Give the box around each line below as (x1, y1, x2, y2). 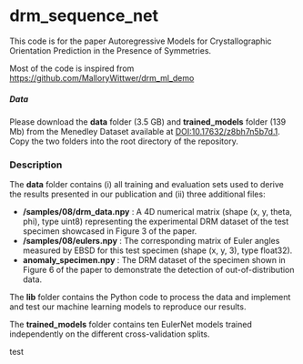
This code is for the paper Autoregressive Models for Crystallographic (9, 35, 272, 46)
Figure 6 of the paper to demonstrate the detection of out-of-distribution (22, 265, 295, 276)
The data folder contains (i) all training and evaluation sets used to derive (9, 179, 285, 190)
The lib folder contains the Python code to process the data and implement (9, 292, 291, 303)
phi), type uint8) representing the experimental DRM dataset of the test (22, 216, 289, 227)
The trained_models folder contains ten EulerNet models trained (9, 319, 253, 330)
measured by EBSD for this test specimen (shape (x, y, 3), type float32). (22, 245, 293, 256)
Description (9, 158, 63, 171)
